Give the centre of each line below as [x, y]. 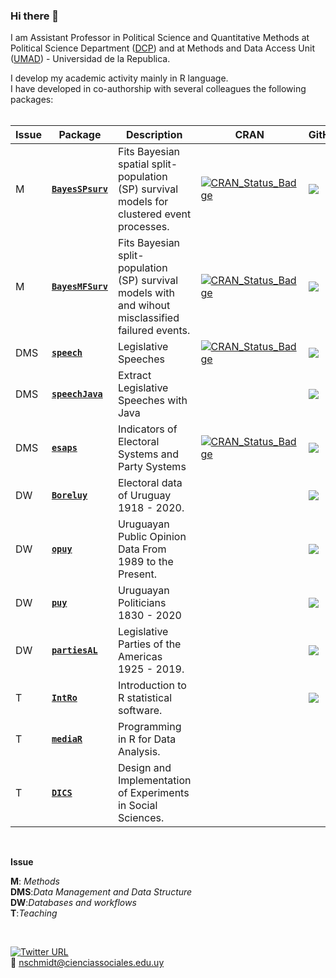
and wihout [144, 306]
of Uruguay [144, 496]
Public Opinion [152, 537]
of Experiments [153, 793]
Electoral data [150, 483]
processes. [143, 227]
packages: [32, 100]
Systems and [148, 454]
